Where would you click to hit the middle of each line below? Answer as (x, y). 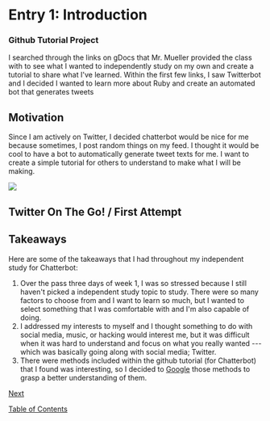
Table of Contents (38, 409)
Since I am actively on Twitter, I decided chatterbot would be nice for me (129, 137)
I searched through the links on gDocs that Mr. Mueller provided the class (130, 57)
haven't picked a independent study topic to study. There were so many (139, 292)
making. (22, 171)
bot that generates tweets (51, 92)
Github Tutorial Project (54, 40)
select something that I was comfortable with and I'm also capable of (135, 309)
